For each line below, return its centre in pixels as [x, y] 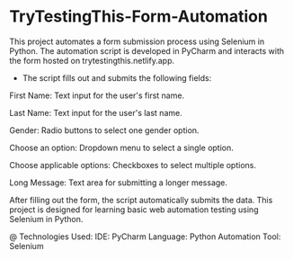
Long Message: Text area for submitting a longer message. [118, 183]
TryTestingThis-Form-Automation [138, 17]
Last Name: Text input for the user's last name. [96, 112]
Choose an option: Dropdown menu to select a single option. [121, 147]
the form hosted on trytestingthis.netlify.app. [92, 60]
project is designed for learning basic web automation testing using [134, 210]
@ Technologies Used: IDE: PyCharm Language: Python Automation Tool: [145, 237]
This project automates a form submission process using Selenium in [137, 41]
